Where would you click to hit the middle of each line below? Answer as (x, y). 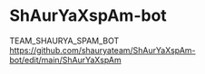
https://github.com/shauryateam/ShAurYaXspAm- (103, 50)
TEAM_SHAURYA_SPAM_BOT (64, 41)
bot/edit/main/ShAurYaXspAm (65, 60)
